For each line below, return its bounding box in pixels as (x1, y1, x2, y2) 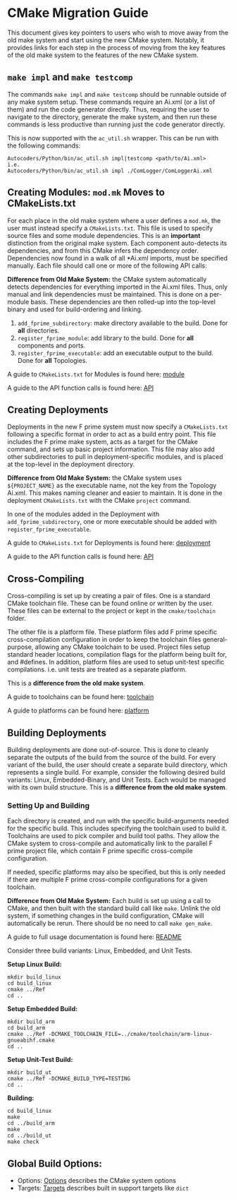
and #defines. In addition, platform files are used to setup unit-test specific (7, 658, 225, 667)
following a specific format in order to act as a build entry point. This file (7, 430, 216, 439)
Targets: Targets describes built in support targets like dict (17, 1184, 189, 1193)
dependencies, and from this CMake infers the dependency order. (7, 246, 199, 255)
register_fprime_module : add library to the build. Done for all (17, 333, 194, 342)
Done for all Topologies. (17, 356, 88, 364)
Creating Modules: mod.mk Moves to (7, 186, 166, 198)
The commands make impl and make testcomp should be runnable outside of (7, 90, 227, 98)
